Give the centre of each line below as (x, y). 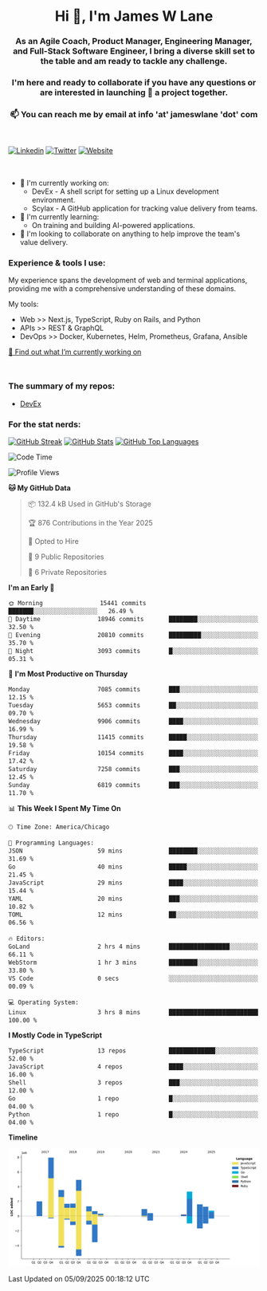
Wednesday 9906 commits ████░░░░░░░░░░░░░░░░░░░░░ (133, 721)
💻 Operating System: (44, 1002)
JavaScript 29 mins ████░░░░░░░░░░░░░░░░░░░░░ (133, 883)
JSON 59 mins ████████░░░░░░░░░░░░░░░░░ (133, 851)
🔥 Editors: (27, 939)
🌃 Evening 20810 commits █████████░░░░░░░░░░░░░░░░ (133, 635)
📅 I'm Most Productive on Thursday (68, 674)
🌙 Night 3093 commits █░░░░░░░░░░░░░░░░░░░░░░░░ (133, 651)
